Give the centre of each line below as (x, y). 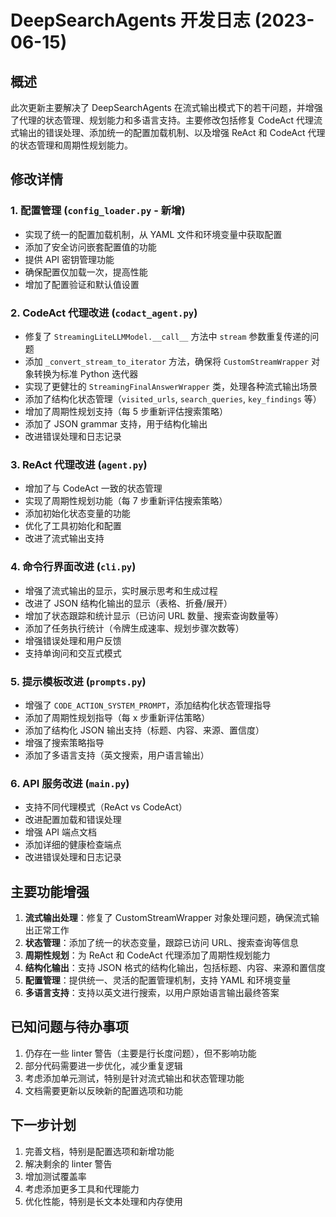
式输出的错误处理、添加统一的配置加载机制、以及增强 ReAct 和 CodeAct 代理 (168, 132)
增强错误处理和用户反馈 (73, 640)
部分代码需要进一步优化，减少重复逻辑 (103, 1065)
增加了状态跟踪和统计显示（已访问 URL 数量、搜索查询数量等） (154, 615)
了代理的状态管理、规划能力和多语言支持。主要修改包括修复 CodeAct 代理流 (166, 120)
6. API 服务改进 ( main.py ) (70, 783)
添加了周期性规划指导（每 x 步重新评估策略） (117, 717)
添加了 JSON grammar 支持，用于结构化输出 (116, 423)
